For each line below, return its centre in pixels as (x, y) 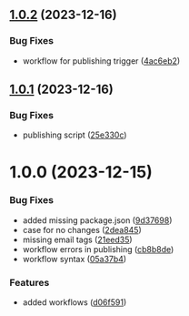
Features (30, 282)
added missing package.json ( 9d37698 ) (97, 220)
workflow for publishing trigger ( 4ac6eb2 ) (101, 61)
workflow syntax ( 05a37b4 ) (75, 259)
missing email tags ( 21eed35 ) (78, 240)
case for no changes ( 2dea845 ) (82, 229)
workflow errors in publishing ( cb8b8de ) (98, 249)
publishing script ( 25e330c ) (75, 135)
